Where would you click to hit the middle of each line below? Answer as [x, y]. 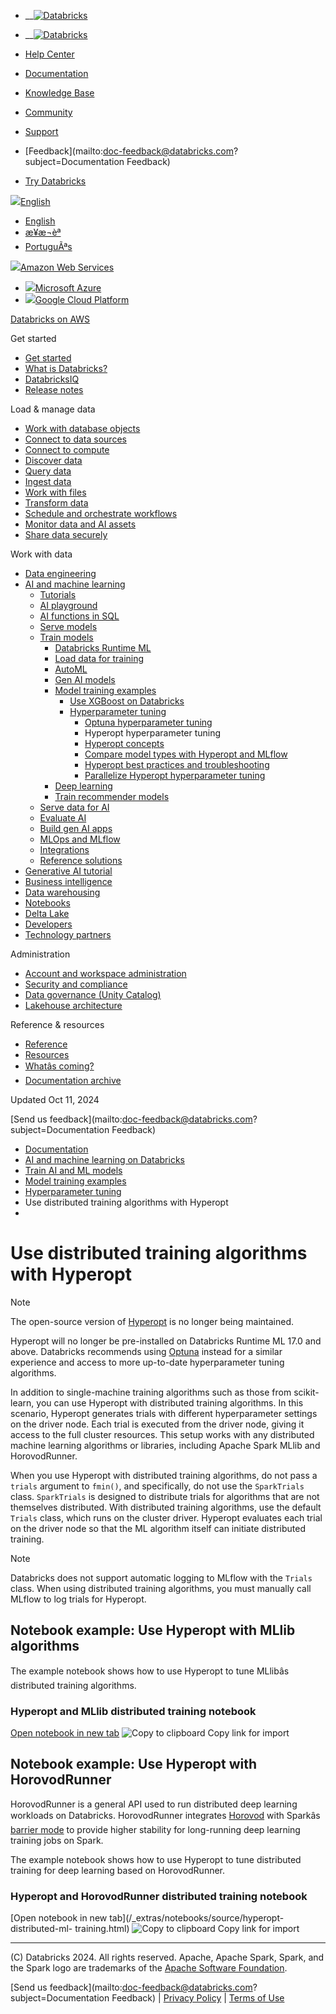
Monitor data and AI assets [80, 524]
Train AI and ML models [73, 1170]
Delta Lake [47, 913]
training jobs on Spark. [57, 1840]
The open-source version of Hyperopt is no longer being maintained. [152, 1321]
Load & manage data [53, 409]
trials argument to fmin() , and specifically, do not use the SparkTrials [157, 1486]
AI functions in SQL [79, 616]
